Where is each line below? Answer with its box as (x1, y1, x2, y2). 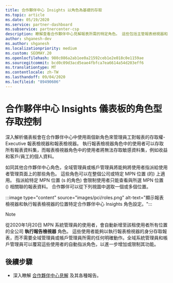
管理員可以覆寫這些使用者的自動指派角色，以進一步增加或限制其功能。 (9, 241, 159, 247)
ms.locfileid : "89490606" (5, 79, 61, 84)
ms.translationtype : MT (5, 65, 57, 70)
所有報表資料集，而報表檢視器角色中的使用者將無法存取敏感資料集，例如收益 (5, 147, 168, 153)
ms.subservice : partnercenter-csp (5, 27, 80, 32)
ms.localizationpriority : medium (5, 46, 77, 51)
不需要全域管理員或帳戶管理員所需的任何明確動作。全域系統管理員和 (19, 235, 163, 241)
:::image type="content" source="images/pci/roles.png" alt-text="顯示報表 (5, 194, 164, 201)
